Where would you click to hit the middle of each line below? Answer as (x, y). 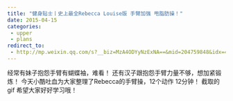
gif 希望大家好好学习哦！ (42, 90)
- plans (21, 39)
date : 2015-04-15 (32, 20)
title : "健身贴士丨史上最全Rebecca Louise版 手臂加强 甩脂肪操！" (95, 13)
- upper (21, 33)
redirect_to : (26, 46)
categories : (24, 26)
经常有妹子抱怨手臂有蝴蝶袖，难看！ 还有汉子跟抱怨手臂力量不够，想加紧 (111, 73)
